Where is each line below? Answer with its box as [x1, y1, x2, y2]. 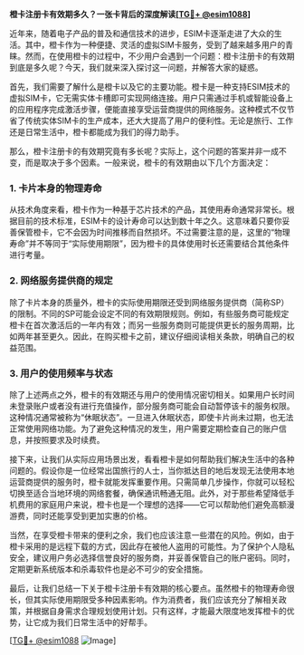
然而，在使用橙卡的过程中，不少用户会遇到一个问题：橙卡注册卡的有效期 [24, 51, 295, 62]
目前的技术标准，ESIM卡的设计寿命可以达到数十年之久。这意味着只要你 [16, 216, 282, 226]
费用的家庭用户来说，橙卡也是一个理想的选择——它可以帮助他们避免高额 [16, 498, 287, 510]
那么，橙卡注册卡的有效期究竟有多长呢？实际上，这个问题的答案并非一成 [9, 146, 279, 157]
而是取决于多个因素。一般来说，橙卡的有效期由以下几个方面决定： [24, 158, 271, 168]
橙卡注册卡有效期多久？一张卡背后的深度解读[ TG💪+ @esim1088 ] [9, 9, 252, 19]
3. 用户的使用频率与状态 [9, 367, 113, 380]
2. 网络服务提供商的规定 [9, 275, 113, 287]
